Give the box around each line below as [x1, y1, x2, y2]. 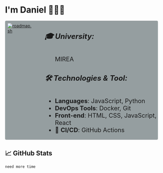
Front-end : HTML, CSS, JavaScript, [55, 111, 157, 120]
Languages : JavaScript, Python [55, 97, 146, 105]
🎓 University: [44, 31, 95, 41]
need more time [5, 164, 36, 169]
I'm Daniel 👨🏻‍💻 [5, 4, 65, 16]
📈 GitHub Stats [5, 149, 52, 157]
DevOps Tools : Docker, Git [55, 104, 131, 112]
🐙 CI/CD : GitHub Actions [55, 126, 125, 134]
